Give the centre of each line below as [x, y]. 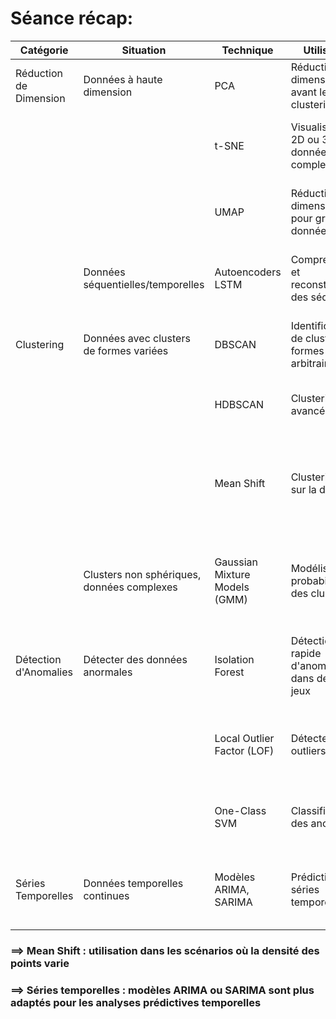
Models [232, 587]
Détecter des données [135, 659]
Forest [229, 672]
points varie [40, 963]
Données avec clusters [137, 338]
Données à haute [123, 79]
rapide [306, 653]
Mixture [232, 574]
